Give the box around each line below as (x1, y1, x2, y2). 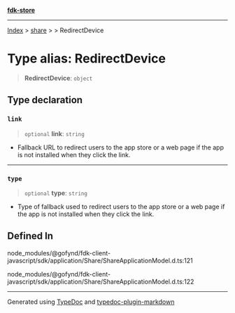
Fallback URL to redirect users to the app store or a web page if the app (17, 143, 224, 152)
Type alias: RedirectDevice (7, 51, 166, 67)
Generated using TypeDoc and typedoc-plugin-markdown (7, 298, 175, 306)
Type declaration (7, 94, 83, 106)
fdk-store (7, 6, 36, 14)
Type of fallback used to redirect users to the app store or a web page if (17, 202, 225, 211)
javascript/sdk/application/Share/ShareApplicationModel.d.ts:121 (7, 256, 194, 265)
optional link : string (24, 129, 85, 138)
